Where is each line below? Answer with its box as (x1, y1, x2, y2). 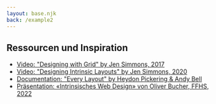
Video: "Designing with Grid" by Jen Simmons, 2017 (16, 60, 165, 69)
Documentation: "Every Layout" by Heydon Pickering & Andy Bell (16, 75, 202, 83)
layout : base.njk (6, 10, 57, 17)
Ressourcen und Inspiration (6, 42, 129, 54)
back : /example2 (6, 17, 53, 23)
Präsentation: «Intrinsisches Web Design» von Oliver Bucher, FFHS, (16, 82, 209, 90)
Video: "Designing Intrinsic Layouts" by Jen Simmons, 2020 (16, 67, 188, 76)
